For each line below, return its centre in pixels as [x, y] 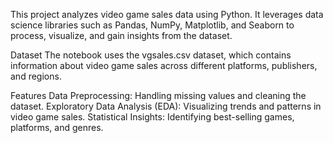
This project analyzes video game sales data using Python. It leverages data [167, 14]
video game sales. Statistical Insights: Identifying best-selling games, [152, 117]
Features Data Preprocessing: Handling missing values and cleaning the [158, 95]
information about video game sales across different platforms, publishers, [164, 65]
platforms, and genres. [57, 127]
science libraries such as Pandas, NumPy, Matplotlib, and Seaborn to [152, 25]
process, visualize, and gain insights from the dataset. [121, 35]
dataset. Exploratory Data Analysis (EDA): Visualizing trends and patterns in [166, 106]
